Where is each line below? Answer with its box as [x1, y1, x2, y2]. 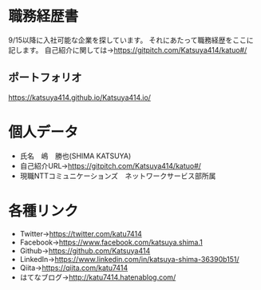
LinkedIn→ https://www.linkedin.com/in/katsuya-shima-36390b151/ [19, 254, 239, 264]
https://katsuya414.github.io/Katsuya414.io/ [8, 93, 152, 102]
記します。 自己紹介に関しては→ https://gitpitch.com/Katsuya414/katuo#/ [8, 45, 247, 54]
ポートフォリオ [8, 71, 82, 85]
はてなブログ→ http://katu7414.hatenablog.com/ [19, 272, 176, 282]
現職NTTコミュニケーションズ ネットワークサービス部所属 [19, 171, 216, 181]
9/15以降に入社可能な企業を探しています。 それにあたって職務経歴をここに [8, 35, 254, 45]
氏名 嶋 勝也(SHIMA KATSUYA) [19, 151, 132, 161]
